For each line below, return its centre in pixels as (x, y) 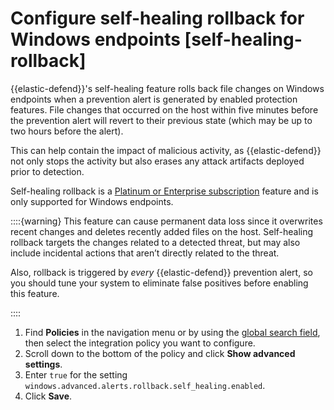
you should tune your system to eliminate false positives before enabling (159, 283)
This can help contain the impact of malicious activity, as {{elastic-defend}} (166, 150)
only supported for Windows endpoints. (92, 201)
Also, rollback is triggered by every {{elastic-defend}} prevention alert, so (161, 272)
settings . (43, 364)
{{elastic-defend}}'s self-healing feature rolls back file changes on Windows (167, 88)
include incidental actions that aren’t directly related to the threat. (145, 253)
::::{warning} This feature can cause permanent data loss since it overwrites (166, 221)
